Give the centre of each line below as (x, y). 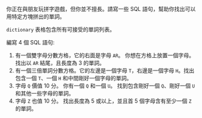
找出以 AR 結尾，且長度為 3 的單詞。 (60, 63)
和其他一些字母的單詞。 (44, 93)
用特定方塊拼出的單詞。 (36, 16)
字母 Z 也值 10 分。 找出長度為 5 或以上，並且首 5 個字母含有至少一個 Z (103, 101)
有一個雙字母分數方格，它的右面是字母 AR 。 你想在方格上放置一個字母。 (105, 55)
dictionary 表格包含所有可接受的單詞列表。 (61, 29)
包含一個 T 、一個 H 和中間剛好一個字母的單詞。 (73, 78)
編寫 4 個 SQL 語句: (30, 42)
